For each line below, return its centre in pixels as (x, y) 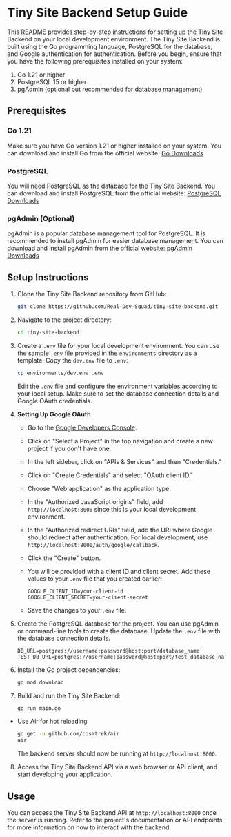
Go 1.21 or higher (41, 75)
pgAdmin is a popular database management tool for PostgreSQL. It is (106, 233)
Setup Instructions (48, 277)
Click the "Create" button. (64, 558)
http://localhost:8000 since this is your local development (112, 509)
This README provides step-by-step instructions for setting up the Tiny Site (115, 32)
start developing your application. (65, 774)
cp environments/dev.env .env (61, 373)
